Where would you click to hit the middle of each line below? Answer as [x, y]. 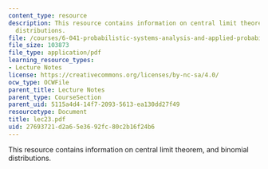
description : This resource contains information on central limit [123, 23]
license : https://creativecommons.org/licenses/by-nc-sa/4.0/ [114, 75]
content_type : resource [48, 16]
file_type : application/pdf [55, 53]
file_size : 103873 [39, 45]
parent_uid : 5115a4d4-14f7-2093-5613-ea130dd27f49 [94, 104]
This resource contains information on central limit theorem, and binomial [128, 149]
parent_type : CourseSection [55, 97]
